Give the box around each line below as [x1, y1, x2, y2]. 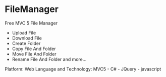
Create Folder [12, 40, 41, 46]
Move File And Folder [12, 51, 57, 57]
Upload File [12, 29, 36, 35]
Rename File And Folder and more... [12, 56, 87, 62]
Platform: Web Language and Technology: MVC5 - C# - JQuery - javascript [5, 66, 161, 72]
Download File [12, 35, 42, 41]
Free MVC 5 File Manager [5, 20, 58, 26]
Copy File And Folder [12, 45, 56, 51]
